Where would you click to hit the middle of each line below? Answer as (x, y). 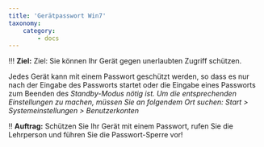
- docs (48, 38)
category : (40, 31)
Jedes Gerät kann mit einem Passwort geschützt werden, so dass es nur (129, 76)
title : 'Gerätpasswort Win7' (57, 16)
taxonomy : (25, 23)
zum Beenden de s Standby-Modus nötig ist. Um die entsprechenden (122, 94)
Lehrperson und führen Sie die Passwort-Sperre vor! (96, 135)
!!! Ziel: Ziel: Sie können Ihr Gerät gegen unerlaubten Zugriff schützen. (125, 61)
